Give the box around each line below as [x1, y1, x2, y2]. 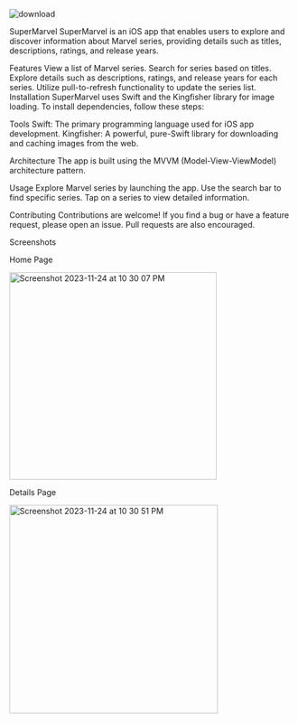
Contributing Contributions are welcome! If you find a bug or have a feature [9, 210, 290, 221]
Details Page [9, 487, 57, 497]
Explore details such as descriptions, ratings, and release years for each [9, 72, 278, 83]
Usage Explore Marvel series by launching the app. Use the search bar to [9, 183, 282, 193]
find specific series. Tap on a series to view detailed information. [9, 192, 250, 202]
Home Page [9, 254, 53, 265]
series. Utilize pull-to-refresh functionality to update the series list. [9, 82, 257, 92]
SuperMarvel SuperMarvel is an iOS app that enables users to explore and [9, 26, 285, 36]
